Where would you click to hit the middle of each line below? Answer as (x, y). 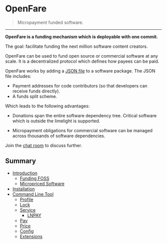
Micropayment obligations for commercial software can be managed (83, 130)
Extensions (31, 236)
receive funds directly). (36, 91)
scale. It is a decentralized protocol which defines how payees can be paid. (82, 61)
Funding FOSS (35, 178)
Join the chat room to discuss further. (44, 145)
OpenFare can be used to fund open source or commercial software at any (82, 56)
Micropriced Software (42, 183)
